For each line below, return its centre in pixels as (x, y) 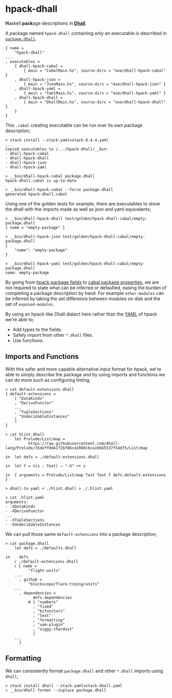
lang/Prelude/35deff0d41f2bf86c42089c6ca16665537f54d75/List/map (76, 448)
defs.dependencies (52, 598)
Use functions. (28, 340)
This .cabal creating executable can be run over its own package (74, 125)
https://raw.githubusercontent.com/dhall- (74, 443)
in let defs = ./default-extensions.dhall (52, 457)
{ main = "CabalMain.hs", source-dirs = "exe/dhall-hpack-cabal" (95, 71)
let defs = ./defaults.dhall (46, 548)
